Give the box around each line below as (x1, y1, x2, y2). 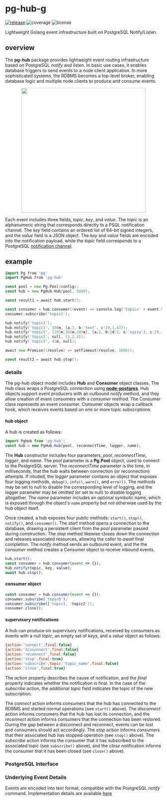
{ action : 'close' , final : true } (5, 666, 66, 670)
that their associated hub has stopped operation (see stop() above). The (5, 732, 154, 738)
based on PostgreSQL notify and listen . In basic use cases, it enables (5, 62, 147, 68)
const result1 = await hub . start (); (5, 298, 81, 303)
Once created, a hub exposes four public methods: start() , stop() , (5, 515, 143, 521)
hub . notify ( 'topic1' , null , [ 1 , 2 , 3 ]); (5, 334, 85, 339)
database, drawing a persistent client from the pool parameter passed (5, 526, 149, 532)
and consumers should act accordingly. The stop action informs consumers (5, 727, 160, 733)
